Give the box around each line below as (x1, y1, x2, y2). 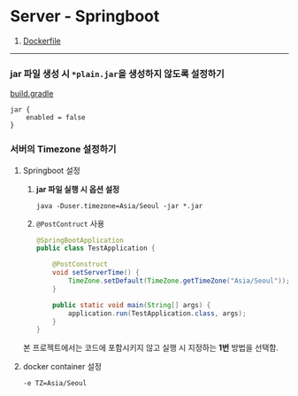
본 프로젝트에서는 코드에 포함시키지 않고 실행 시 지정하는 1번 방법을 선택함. (22, 343, 279, 353)
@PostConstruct (52, 260, 109, 269)
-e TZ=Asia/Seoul (22, 379, 88, 388)
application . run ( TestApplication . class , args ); (67, 308, 247, 318)
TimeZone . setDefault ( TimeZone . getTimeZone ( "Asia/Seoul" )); (67, 276, 290, 285)
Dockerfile (22, 35, 61, 46)
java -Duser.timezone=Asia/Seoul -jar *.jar (35, 201, 203, 210)
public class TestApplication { (35, 244, 156, 253)
